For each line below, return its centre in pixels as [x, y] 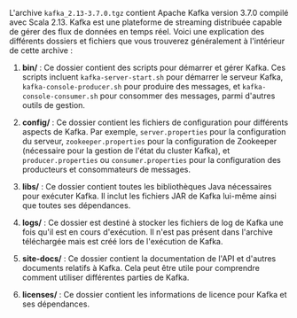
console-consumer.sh [60, 97]
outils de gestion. [54, 105]
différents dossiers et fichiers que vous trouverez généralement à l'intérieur [147, 41]
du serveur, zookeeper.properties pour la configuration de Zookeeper [149, 141]
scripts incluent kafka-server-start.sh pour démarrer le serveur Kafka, [152, 77]
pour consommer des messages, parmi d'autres [188, 96]
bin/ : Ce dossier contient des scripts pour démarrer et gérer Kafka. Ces [154, 67]
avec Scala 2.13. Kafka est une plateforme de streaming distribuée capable [145, 22]
